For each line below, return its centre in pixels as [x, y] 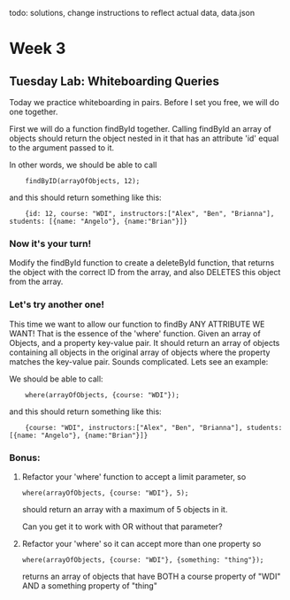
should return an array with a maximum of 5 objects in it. [125, 509]
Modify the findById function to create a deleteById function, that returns [142, 263]
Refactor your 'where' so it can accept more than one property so [141, 543]
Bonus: [25, 458]
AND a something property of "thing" [89, 585]
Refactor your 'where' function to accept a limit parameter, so [134, 476]
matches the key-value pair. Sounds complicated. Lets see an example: [139, 361]
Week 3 [38, 49]
